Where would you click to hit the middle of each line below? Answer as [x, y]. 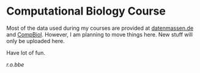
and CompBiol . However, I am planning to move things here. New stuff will [99, 34]
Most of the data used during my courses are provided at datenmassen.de [100, 28]
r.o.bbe [15, 64]
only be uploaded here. [36, 41]
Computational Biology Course [86, 11]
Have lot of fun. [26, 52]
